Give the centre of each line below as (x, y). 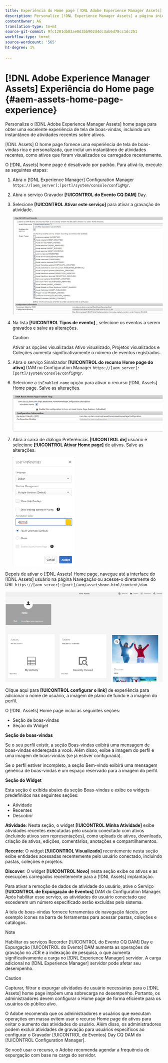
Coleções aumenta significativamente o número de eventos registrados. (86, 352)
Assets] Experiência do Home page (80, 89)
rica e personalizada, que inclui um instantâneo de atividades (83, 150)
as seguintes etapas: (26, 170)
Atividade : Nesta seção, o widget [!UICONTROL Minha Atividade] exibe (80, 825)
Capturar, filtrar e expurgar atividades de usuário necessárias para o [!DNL (82, 988)
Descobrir (23, 816)
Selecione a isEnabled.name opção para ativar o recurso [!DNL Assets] (85, 382)
